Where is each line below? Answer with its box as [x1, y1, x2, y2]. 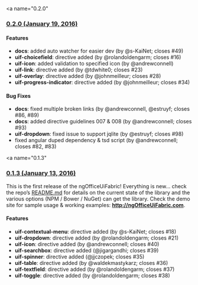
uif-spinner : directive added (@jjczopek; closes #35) [14, 253, 145, 260]
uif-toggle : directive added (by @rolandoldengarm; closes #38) [14, 271, 170, 279]
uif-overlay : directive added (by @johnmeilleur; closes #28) [14, 73, 161, 80]
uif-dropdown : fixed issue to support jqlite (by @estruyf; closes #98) [14, 130, 184, 137]
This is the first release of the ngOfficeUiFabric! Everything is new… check [6, 182, 187, 189]
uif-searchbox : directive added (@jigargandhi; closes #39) [14, 247, 159, 254]
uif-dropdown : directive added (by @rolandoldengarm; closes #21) [14, 234, 179, 241]
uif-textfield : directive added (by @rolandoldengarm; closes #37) [14, 266, 175, 273]
